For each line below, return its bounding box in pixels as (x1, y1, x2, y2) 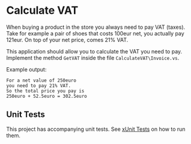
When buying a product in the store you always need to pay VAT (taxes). (6, 23, 186, 31)
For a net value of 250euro (6, 77, 77, 83)
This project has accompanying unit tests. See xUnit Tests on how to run (6, 125, 186, 133)
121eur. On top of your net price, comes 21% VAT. (6, 36, 129, 43)
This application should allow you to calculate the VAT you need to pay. (6, 47, 183, 55)
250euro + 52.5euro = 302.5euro (6, 93, 87, 99)
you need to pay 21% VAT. (6, 82, 71, 89)
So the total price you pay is (6, 88, 85, 94)
